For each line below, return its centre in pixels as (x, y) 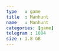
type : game (24, 11)
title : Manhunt (27, 17)
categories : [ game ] (30, 28)
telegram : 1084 (26, 33)
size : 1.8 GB (24, 39)
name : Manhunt (27, 22)
